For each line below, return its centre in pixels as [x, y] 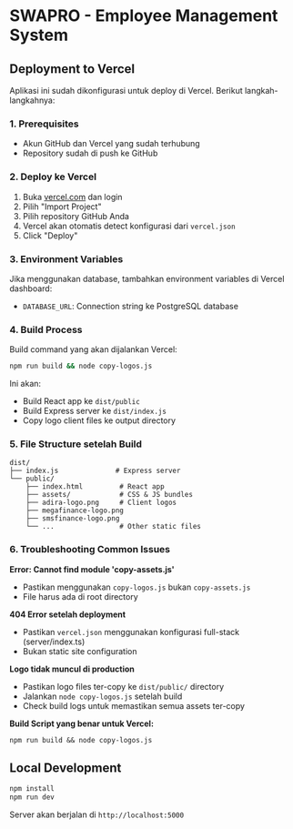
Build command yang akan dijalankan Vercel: [93, 349]
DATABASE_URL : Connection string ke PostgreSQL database [131, 306]
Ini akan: [25, 384]
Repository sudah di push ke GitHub [90, 153]
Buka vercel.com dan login [72, 197]
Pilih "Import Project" [62, 207]
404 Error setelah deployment [67, 614]
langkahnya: [32, 100]
